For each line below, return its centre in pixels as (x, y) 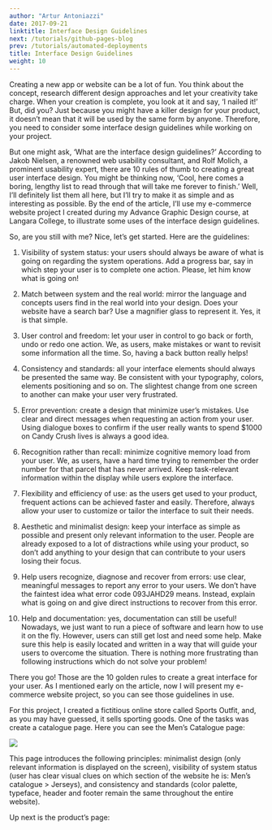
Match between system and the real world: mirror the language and (134, 294)
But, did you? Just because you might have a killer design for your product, (135, 110)
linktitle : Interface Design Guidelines (79, 31)
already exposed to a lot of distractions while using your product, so (135, 543)
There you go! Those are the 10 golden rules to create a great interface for (134, 677)
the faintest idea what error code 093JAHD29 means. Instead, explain (138, 594)
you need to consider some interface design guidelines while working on (131, 128)
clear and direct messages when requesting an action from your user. (137, 418)
